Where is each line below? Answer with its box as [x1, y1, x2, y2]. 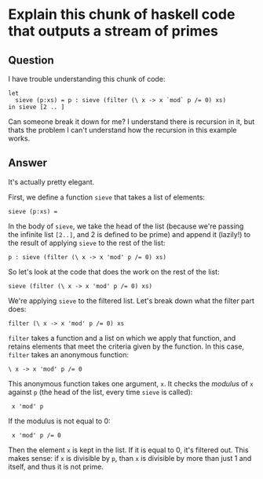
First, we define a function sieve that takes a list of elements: [8, 192, 206, 202]
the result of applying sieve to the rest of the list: [8, 238, 166, 247]
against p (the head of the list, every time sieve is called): [8, 387, 193, 397]
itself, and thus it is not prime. [8, 462, 104, 471]
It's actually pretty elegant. [8, 177, 95, 186]
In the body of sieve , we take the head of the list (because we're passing [8, 221, 244, 231]
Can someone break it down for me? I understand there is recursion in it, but [8, 117, 255, 126]
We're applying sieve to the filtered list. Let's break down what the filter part [8, 296, 255, 305]
